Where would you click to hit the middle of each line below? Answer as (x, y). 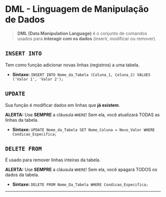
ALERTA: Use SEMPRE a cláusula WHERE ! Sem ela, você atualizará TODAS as (83, 114)
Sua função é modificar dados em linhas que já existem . (62, 105)
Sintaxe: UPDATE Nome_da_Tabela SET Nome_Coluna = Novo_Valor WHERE (83, 129)
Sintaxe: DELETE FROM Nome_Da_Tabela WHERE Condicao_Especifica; (80, 185)
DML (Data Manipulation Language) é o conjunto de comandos (82, 33)
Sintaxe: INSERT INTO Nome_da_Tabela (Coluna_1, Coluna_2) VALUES (81, 74)
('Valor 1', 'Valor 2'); (38, 79)
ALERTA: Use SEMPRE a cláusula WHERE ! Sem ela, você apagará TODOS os (81, 170)
